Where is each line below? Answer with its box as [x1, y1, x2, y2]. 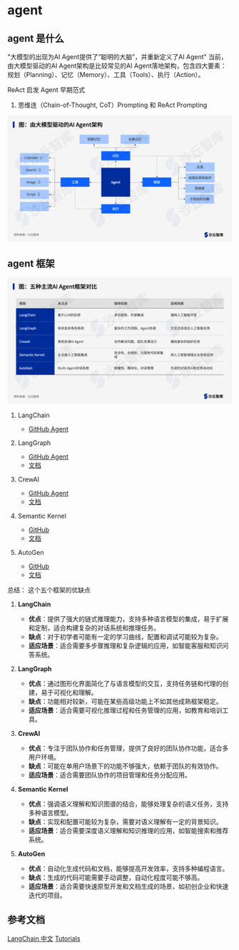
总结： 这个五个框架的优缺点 [7, 586, 91, 594]
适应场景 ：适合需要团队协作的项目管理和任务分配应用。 [28, 770, 191, 779]
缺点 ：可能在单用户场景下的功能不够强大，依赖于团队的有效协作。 [28, 762, 223, 770]
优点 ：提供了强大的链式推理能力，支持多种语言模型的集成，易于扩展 [28, 614, 229, 623]
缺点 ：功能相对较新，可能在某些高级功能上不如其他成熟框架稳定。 [28, 697, 223, 705]
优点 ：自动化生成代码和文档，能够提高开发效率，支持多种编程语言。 [28, 864, 229, 872]
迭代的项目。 [28, 891, 66, 899]
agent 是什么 [7, 32, 64, 44]
